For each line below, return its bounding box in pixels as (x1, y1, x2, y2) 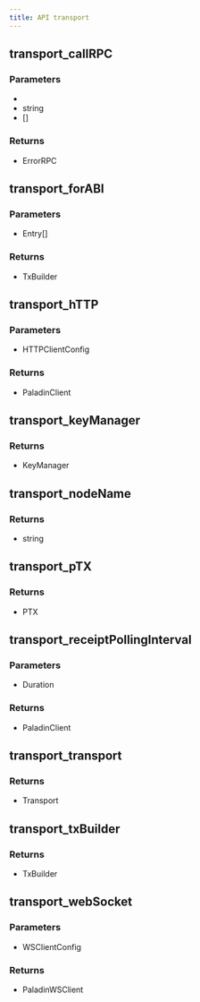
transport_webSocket (9, 895, 132, 910)
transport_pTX (9, 559, 92, 574)
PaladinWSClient (21, 984, 84, 995)
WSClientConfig (21, 941, 82, 952)
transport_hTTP (9, 296, 99, 312)
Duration (21, 680, 54, 690)
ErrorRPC (21, 155, 57, 166)
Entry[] (21, 228, 48, 239)
